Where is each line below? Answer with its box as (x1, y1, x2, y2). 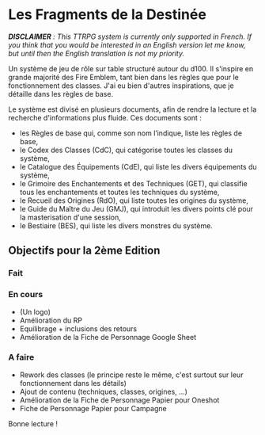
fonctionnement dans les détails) (19, 378, 127, 387)
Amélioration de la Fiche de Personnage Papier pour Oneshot (19, 395, 220, 405)
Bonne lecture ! (8, 418, 58, 429)
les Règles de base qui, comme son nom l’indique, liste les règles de (19, 128, 243, 138)
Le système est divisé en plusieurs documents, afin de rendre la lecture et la (8, 105, 257, 114)
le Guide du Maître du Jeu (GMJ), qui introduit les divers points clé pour (19, 204, 254, 213)
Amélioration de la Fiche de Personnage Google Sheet (19, 332, 196, 342)
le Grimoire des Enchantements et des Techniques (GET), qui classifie (19, 178, 248, 188)
